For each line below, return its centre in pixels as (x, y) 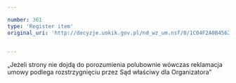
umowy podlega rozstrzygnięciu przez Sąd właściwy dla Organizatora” (110, 72)
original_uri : (28, 33)
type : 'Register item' (40, 26)
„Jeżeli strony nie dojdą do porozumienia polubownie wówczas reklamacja (115, 65)
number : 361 (25, 20)
